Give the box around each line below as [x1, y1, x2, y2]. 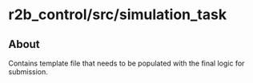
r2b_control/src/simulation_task [8, 6, 227, 24]
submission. [8, 67, 48, 77]
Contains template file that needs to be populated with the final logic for [8, 58, 245, 68]
